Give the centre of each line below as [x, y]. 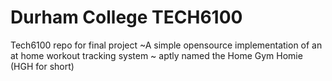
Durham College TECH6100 [126, 17]
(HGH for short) [42, 66]
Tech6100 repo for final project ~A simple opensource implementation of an [166, 45]
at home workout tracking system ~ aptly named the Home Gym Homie [156, 55]
